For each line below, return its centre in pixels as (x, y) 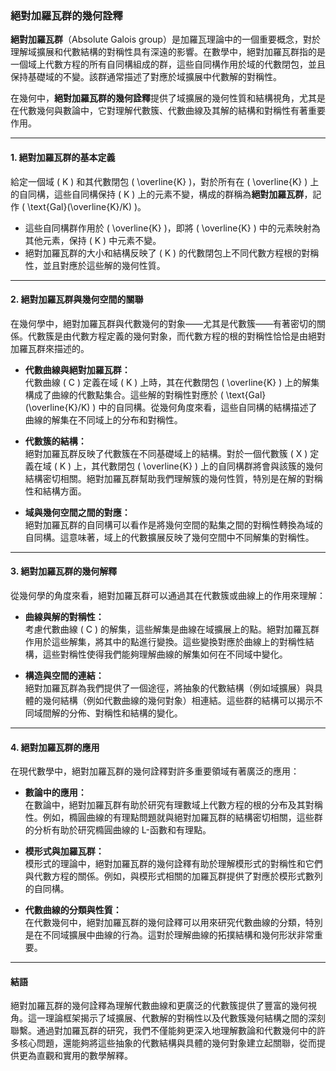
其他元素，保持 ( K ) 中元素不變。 (93, 240)
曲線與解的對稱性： (64, 616)
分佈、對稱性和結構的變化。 (125, 713)
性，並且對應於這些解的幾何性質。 (95, 265)
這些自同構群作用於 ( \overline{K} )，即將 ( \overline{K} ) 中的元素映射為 (172, 228)
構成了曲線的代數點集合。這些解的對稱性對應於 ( (124, 394)
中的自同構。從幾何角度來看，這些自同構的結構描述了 (208, 407)
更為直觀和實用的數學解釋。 (75, 1056)
